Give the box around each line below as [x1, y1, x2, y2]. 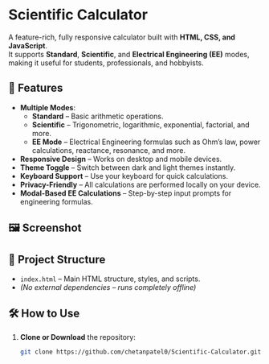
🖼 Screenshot [8, 221, 82, 235]
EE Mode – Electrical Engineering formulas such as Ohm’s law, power [31, 137, 261, 147]
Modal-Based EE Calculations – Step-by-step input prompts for [19, 188, 232, 198]
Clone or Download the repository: [19, 332, 137, 341]
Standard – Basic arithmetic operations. [31, 111, 164, 121]
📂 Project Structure [8, 252, 106, 267]
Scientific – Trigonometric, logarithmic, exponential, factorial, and [31, 119, 251, 130]
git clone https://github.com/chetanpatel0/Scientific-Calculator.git [19, 348, 262, 356]
